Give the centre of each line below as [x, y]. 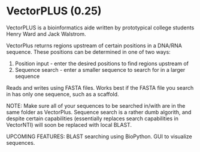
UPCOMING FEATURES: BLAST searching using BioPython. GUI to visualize [99, 136]
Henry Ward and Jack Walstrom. [46, 34]
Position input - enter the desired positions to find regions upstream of [102, 63]
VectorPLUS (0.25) [54, 11]
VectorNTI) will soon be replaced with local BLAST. [69, 124]
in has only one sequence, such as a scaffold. [63, 94]
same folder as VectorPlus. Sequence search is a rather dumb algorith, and [99, 112]
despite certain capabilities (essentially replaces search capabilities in [92, 118]
